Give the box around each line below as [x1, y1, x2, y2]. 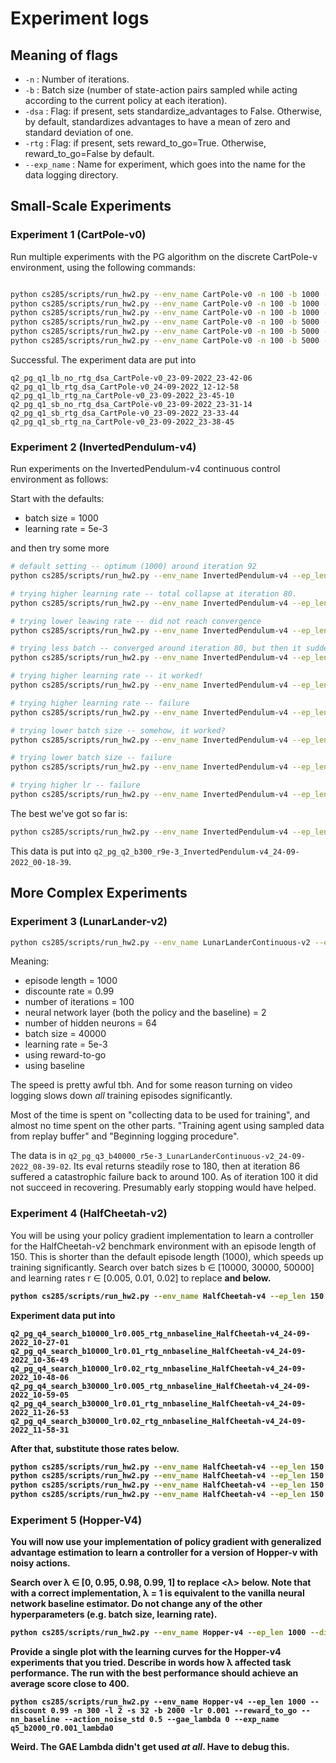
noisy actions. [10, 1557, 71, 1569]
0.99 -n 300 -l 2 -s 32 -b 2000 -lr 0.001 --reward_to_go [50, 1706, 298, 1716]
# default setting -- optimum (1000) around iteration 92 [10, 562, 257, 572]
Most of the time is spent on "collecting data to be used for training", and [10, 1109, 311, 1121]
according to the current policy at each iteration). [24, 95, 228, 106]
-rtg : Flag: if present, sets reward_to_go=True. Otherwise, [24, 137, 267, 149]
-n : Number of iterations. [24, 73, 130, 85]
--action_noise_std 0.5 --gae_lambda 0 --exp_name [63, 1715, 280, 1725]
